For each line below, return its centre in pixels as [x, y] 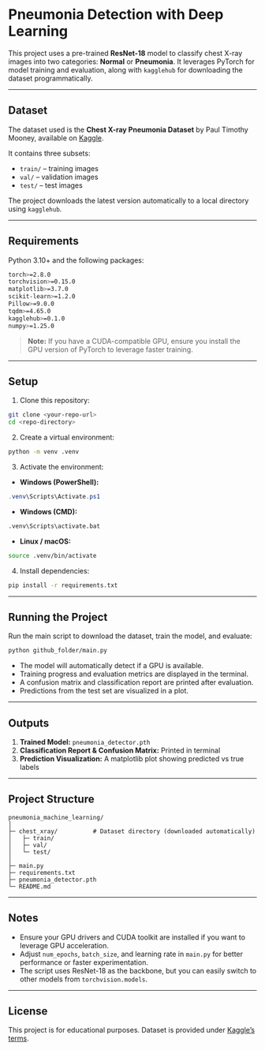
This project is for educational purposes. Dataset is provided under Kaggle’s [131, 1030]
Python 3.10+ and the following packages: [76, 260]
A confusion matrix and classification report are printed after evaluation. [136, 682]
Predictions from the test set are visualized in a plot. [104, 691]
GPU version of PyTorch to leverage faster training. [110, 349]
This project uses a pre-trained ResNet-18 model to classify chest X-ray [125, 53]
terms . [19, 1038]
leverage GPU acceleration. [64, 945]
